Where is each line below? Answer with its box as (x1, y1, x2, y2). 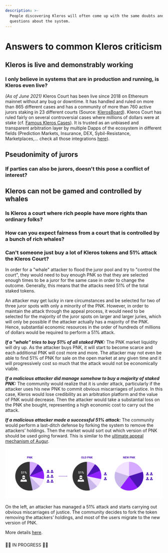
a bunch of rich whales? (5, 235, 65, 242)
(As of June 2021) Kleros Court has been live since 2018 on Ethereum (5, 93, 148, 99)
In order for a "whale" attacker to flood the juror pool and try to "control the (5, 266, 160, 272)
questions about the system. (9, 18, 70, 23)
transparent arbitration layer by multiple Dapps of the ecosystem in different (5, 125, 161, 131)
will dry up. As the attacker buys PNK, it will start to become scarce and (5, 344, 153, 350)
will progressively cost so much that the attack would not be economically (5, 360, 158, 366)
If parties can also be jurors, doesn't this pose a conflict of (5, 165, 149, 172)
